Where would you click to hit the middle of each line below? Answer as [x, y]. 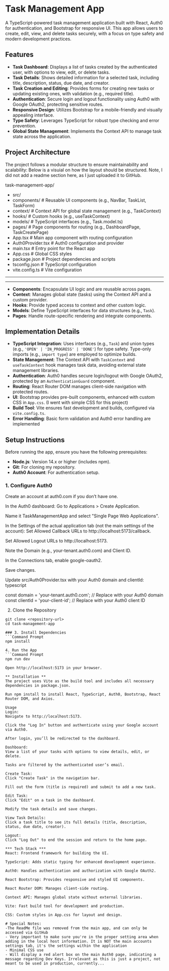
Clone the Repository [34, 610]
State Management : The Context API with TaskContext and [73, 360]
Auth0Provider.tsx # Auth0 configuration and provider [68, 243]
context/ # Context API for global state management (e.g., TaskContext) [87, 211]
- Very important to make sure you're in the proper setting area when [82, 937]
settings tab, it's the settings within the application [66, 946]
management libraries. [36, 371]
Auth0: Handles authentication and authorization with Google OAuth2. [81, 871]
